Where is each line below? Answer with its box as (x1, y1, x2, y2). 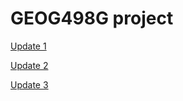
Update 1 (10, 40, 47, 52)
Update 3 (10, 78, 49, 91)
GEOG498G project (10, 7, 174, 30)
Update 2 (10, 59, 49, 71)
